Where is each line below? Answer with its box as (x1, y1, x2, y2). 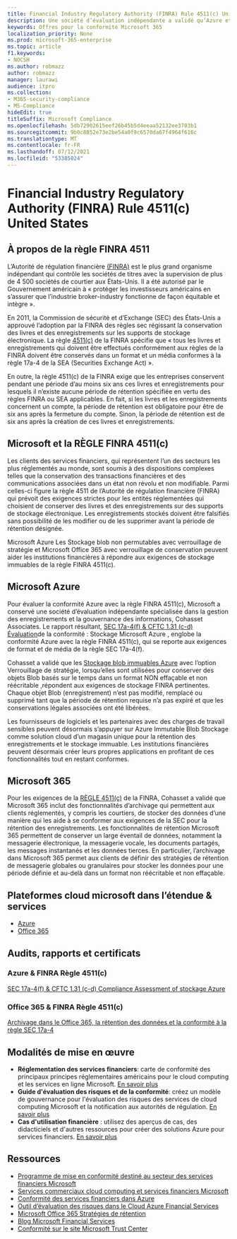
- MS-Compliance (7, 102, 55, 110)
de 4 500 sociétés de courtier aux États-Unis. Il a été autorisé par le (7, 277, 205, 286)
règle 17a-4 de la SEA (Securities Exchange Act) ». (7, 358, 154, 367)
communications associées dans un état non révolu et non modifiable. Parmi (7, 478, 229, 488)
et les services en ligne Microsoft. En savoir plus (17, 1079, 159, 1088)
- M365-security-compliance (7, 96, 90, 103)
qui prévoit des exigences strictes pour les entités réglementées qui (7, 494, 205, 503)
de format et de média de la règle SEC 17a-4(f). (7, 645, 145, 653)
